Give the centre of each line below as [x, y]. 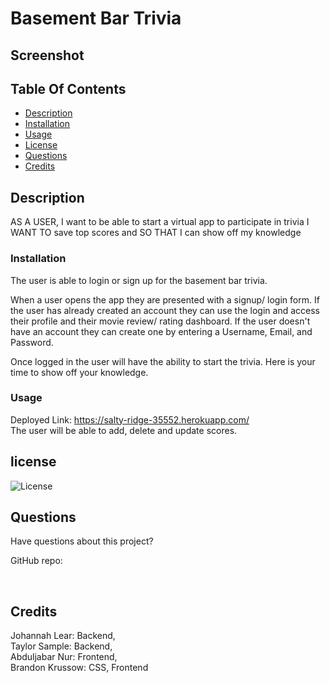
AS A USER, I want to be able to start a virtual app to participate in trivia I [160, 222]
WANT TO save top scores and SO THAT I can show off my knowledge [156, 233]
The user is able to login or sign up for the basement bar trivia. [139, 280]
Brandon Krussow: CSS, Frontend [79, 668]
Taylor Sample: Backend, [61, 646]
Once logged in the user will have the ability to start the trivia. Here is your [163, 361]
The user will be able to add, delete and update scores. [124, 430]
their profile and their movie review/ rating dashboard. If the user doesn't [160, 321]
